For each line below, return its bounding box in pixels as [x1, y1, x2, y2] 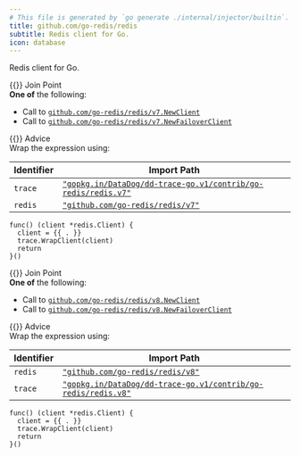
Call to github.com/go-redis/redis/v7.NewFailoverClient [21, 116, 232, 127]
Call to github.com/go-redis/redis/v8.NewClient [21, 295, 201, 305]
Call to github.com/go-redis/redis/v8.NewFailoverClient [21, 304, 232, 315]
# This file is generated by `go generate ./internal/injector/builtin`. [9, 12, 290, 22]
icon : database [9, 37, 66, 47]
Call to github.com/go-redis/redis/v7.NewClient [21, 106, 201, 117]
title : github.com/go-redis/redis [9, 21, 138, 30]
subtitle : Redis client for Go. [9, 29, 129, 38]
